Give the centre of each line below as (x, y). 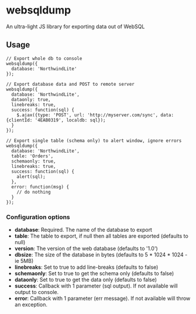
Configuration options (38, 217)
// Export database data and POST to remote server (70, 84)
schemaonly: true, (34, 161)
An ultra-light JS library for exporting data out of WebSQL (75, 26)
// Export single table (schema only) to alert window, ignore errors (94, 141)
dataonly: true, (31, 99)
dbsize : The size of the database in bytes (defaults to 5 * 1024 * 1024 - (101, 255)
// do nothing (34, 192)
